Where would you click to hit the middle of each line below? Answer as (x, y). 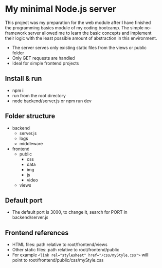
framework (16, 33)
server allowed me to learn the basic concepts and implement (90, 33)
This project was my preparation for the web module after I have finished (78, 22)
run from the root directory (39, 95)
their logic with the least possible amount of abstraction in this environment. (81, 38)
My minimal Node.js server (61, 9)
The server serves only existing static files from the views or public (79, 47)
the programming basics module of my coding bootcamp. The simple (74, 27)
